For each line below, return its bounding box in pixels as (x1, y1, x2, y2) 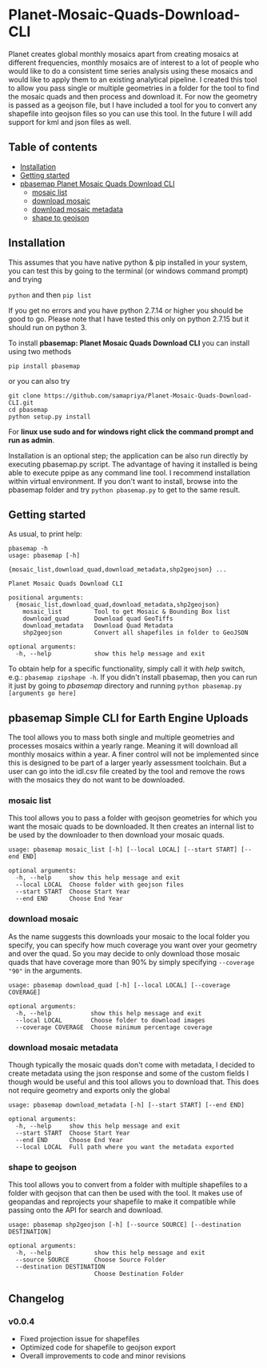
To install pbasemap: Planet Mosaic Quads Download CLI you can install (8, 338, 250, 348)
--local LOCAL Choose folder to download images (15, 1016, 205, 1024)
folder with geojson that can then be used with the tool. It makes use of (8, 1188, 243, 1198)
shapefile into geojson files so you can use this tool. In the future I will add (8, 108, 253, 118)
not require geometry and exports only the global (8, 1086, 170, 1096)
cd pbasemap (8, 406, 48, 414)
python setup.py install (8, 413, 91, 421)
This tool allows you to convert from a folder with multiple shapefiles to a (8, 1180, 248, 1189)
